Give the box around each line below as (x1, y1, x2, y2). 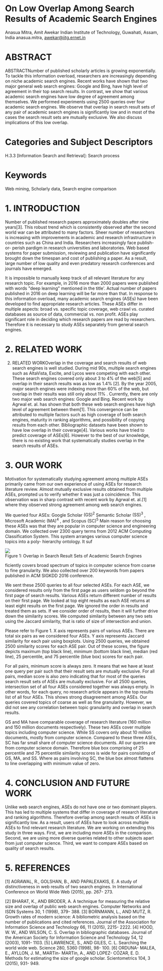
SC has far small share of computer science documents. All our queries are (5, 740, 156, 746)
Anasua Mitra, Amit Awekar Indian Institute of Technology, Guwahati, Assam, (5, 29, 159, 35)
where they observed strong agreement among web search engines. (5, 502, 143, 507)
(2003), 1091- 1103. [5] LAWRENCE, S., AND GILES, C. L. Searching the (5, 939, 147, 945)
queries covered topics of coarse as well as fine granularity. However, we (5, 699, 152, 705)
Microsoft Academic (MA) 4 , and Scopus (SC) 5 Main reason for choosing (5, 517, 151, 523)
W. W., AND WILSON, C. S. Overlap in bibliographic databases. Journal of (5, 929, 152, 935)
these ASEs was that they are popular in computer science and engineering (5, 523, 157, 529)
